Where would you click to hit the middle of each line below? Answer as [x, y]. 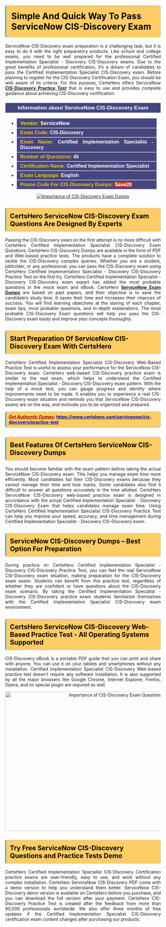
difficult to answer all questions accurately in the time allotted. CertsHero [83, 489]
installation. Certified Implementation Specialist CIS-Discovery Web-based [83, 669]
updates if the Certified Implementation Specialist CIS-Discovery [83, 914]
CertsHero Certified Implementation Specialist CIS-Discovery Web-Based [83, 362]
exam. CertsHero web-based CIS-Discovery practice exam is [94, 373]
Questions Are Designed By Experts [66, 223]
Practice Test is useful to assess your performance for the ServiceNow [78, 367]
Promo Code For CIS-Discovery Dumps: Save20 [76, 184]
